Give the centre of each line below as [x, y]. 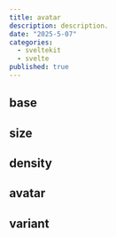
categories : [31, 42]
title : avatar [35, 17]
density [31, 164]
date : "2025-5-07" [43, 34]
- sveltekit [39, 51]
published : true [39, 67]
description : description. [59, 26]
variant [29, 223]
